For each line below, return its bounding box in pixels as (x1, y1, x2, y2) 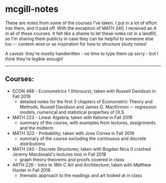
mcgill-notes (5, 3, 59, 15)
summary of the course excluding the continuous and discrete (19, 135, 147, 141)
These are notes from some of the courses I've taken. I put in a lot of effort (5, 20, 157, 26)
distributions (19, 140, 45, 147)
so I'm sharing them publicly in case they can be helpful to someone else (5, 36, 154, 42)
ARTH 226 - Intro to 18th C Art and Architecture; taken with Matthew (12, 162, 152, 168)
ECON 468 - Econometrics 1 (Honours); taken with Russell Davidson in (12, 88, 156, 94)
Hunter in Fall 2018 (12, 167, 51, 173)
